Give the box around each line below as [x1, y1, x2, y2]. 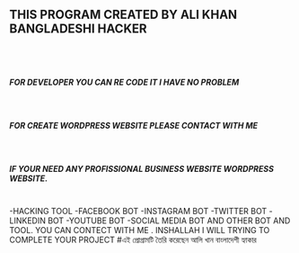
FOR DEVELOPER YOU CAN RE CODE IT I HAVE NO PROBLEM [9, 77, 240, 88]
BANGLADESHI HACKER [9, 22, 147, 37]
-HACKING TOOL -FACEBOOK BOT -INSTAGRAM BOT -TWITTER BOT [9, 205, 268, 216]
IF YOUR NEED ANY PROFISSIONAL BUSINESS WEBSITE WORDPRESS [9, 164, 274, 175]
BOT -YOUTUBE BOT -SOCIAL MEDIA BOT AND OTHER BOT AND [48, 215, 291, 226]
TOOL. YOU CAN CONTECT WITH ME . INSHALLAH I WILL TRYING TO [9, 224, 270, 235]
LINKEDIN [9, 215, 47, 226]
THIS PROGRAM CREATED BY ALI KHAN [9, 7, 238, 23]
